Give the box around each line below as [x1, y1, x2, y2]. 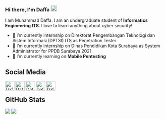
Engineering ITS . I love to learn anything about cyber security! [5, 23, 133, 29]
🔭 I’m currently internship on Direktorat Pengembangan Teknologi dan [12, 32, 155, 38]
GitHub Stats [5, 95, 46, 104]
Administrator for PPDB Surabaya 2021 [12, 48, 92, 54]
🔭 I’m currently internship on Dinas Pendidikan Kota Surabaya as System [12, 43, 160, 49]
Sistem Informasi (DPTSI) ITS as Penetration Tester [12, 38, 116, 44]
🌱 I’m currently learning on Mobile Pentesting [12, 54, 106, 59]
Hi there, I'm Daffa [5, 6, 50, 13]
